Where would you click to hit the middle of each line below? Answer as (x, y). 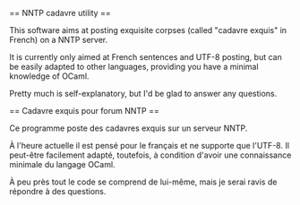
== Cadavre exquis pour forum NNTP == (84, 111)
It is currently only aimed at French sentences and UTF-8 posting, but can (146, 57)
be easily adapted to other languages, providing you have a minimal (134, 67)
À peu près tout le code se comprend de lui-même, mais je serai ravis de (143, 182)
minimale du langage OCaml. (62, 164)
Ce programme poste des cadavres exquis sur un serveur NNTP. (129, 128)
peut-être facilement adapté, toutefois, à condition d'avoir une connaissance (150, 155)
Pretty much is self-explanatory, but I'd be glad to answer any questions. (143, 94)
